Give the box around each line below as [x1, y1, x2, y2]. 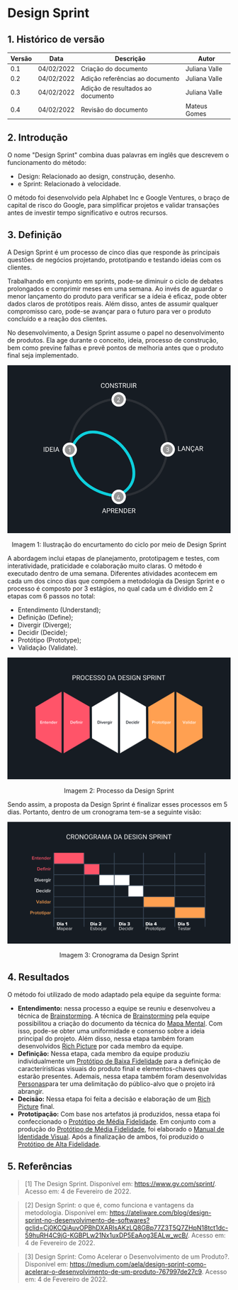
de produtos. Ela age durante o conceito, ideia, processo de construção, [7, 335, 218, 344]
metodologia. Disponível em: [24, 1208, 108, 1217]
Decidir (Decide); [17, 628, 68, 637]
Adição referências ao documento [80, 75, 180, 82]
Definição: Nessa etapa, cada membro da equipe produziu [17, 1049, 190, 1058]
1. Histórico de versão [7, 33, 105, 45]
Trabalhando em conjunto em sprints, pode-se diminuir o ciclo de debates [7, 276, 224, 285]
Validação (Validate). [17, 643, 78, 652]
